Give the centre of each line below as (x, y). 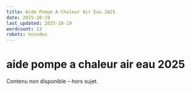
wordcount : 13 (24, 29)
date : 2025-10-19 (28, 18)
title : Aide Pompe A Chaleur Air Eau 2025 (61, 12)
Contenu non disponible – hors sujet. (52, 81)
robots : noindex (27, 35)
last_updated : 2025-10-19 (39, 23)
